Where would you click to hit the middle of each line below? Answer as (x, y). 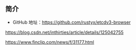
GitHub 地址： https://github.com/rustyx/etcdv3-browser (72, 22)
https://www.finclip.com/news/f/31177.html (50, 42)
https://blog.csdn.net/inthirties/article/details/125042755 (64, 32)
